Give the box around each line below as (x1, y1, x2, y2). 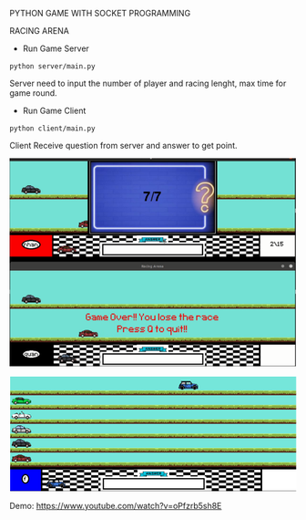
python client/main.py (9, 124, 96, 133)
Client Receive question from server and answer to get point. (9, 140, 238, 151)
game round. (9, 88, 57, 99)
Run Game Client (22, 105, 87, 116)
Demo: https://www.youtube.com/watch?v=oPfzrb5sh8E (9, 501, 222, 512)
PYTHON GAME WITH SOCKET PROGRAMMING (9, 8, 191, 18)
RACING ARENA (9, 26, 70, 36)
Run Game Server (22, 43, 89, 54)
